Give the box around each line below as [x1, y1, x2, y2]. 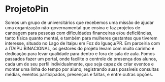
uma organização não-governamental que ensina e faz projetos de [5, 24, 140, 30]
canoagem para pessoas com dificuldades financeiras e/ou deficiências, [5, 30, 153, 36]
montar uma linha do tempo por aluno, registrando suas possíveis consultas [5, 66, 159, 72]
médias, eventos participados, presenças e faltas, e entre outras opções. [5, 71, 154, 77]
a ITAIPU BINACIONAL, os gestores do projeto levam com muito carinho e [5, 45, 155, 51]
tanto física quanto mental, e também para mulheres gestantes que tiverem [5, 35, 158, 41]
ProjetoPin [5, 3, 49, 15]
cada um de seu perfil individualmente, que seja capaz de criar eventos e [5, 61, 154, 67]
